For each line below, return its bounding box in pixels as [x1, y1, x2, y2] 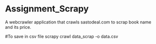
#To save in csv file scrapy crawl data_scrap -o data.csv [5, 33, 118, 39]
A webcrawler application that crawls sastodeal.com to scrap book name [5, 19, 152, 25]
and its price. [5, 24, 32, 30]
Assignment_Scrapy [5, 3, 89, 14]
